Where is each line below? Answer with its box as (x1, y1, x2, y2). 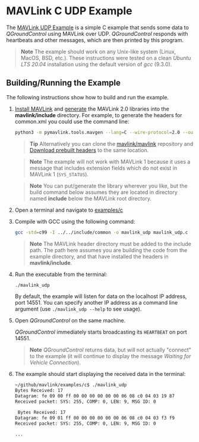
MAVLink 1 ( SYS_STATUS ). (29, 171, 89, 178)
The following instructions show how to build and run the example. (6, 93, 169, 101)
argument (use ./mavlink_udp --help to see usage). (14, 305, 142, 313)
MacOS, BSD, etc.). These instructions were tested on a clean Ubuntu (20, 54, 191, 61)
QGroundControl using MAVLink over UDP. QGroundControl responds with (6, 30, 188, 37)
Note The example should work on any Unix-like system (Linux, (20, 48, 176, 55)
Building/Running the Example (6, 78, 121, 88)
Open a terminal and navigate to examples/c (14, 206, 124, 214)
